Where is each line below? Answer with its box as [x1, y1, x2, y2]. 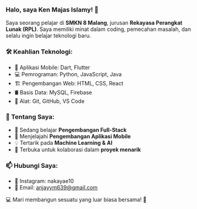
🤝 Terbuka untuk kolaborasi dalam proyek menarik [14, 145, 141, 153]
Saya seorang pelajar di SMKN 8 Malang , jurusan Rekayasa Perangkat [5, 19, 182, 27]
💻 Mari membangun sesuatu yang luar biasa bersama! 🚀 [5, 196, 147, 204]
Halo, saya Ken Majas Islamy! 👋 [5, 5, 99, 14]
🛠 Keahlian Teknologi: [5, 48, 73, 56]
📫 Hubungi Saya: [5, 161, 58, 170]
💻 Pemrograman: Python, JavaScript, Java [14, 70, 122, 78]
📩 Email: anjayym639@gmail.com [14, 184, 98, 191]
